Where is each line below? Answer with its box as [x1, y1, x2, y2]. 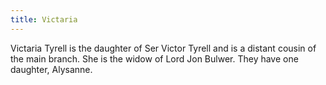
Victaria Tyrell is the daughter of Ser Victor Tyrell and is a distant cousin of [10, 42, 317, 54]
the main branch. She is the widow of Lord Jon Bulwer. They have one [10, 52, 299, 65]
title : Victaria [10, 14, 78, 25]
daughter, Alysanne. [10, 63, 93, 75]
